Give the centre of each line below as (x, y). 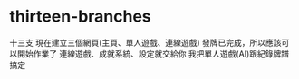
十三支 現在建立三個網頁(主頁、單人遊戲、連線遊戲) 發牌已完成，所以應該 (146, 42)
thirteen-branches (80, 17)
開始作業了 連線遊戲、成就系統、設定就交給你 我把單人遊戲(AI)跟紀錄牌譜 (153, 53)
